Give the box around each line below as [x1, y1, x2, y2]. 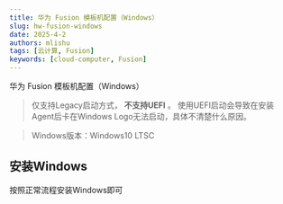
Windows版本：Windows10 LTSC [31, 130, 155, 140]
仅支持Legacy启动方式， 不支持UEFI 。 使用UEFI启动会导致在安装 [31, 100, 275, 111]
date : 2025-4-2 [9, 30, 67, 39]
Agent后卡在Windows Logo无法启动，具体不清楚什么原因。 [31, 111, 252, 121]
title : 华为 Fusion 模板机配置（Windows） [9, 13, 160, 22]
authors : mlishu [9, 38, 70, 48]
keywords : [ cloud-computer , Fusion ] [9, 55, 147, 64]
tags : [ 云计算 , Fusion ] [9, 47, 95, 56]
